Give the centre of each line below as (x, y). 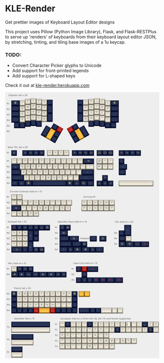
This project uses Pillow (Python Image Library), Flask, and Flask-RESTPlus (81, 31)
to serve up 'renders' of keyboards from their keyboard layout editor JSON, (81, 37)
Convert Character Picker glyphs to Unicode (57, 65)
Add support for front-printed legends (50, 71)
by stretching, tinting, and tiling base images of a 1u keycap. (65, 42)
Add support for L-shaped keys (44, 76)
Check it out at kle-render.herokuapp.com (47, 85)
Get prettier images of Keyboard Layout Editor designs (60, 22)
